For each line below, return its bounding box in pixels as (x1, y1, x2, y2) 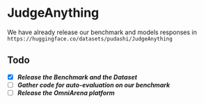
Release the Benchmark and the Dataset (17, 73, 138, 81)
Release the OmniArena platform (17, 89, 115, 97)
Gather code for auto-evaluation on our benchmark (17, 80, 171, 89)
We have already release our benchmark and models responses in (7, 28, 197, 36)
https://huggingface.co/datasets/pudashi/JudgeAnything (7, 35, 173, 43)
